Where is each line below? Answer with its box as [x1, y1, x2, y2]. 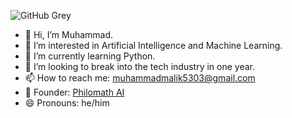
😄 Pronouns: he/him [24, 97, 110, 109]
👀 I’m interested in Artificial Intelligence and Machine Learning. [24, 40, 283, 51]
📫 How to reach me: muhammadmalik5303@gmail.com [24, 72, 256, 84]
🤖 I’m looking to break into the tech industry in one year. [24, 61, 255, 72]
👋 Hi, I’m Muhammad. [24, 29, 114, 40]
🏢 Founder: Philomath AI [24, 86, 125, 98]
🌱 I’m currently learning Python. [24, 50, 156, 62]
